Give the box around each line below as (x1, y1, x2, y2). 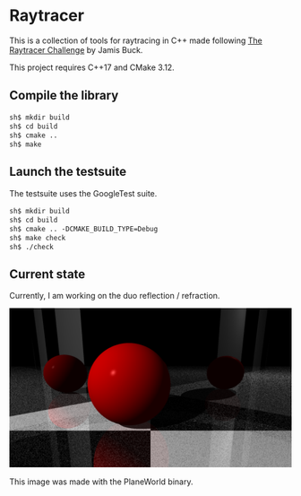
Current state (9, 266, 86, 282)
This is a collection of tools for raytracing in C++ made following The (9, 35, 262, 46)
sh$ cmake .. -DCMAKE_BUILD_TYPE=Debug (9, 224, 159, 233)
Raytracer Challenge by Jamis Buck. (9, 44, 143, 55)
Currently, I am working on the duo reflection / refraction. (9, 291, 220, 301)
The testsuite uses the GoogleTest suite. (9, 187, 158, 198)
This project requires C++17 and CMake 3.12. (9, 62, 175, 73)
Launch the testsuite (9, 164, 127, 179)
